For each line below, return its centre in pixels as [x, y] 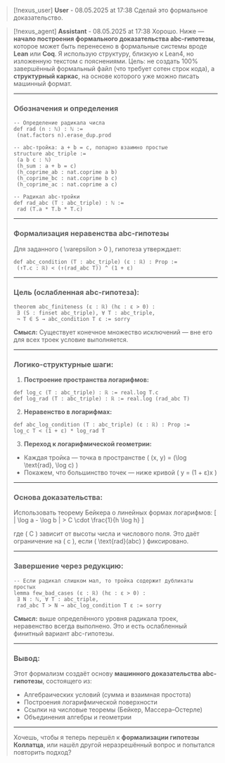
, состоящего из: [67, 681]
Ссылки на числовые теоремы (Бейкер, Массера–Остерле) [113, 710]
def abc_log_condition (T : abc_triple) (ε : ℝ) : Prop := [102, 425]
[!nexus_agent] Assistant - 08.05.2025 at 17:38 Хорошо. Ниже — [109, 31]
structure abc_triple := [50, 154]
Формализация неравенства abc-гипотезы [91, 234]
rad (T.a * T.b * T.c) [50, 209]
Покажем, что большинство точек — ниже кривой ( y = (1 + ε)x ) [120, 473]
